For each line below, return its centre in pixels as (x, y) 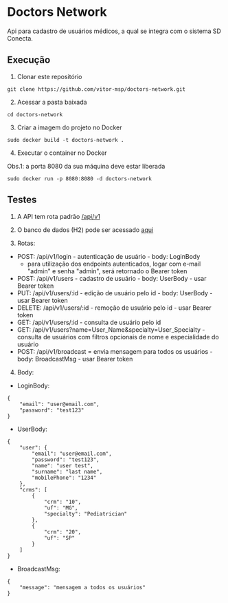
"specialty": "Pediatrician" (85, 514)
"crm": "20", (62, 532)
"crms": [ (34, 489)
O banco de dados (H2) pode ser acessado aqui (85, 230)
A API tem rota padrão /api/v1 (59, 216)
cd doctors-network (35, 114)
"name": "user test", (63, 465)
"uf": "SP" (59, 538)
